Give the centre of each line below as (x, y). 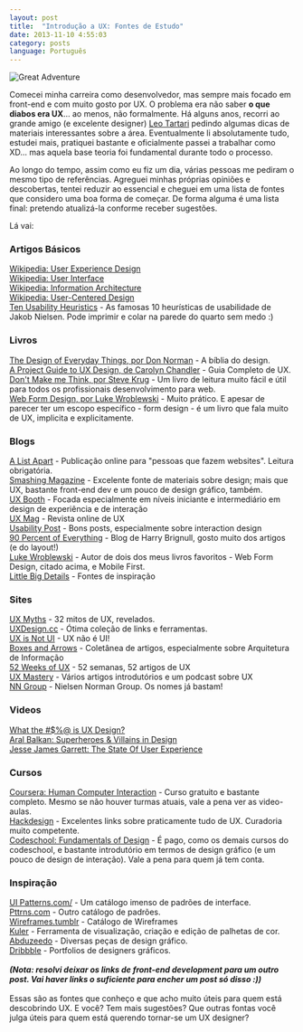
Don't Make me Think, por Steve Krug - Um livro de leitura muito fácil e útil (148, 379)
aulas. (20, 811)
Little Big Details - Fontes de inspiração (82, 576)
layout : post (34, 18)
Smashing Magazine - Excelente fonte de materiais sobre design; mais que (149, 480)
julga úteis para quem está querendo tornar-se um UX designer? (129, 1018)
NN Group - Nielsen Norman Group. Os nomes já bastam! (116, 686)
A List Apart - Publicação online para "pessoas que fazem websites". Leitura (151, 461)
